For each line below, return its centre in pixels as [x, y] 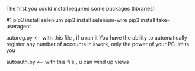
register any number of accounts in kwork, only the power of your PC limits [98, 44]
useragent [19, 26]
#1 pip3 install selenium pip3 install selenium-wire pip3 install [81, 20]
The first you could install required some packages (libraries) [81, 9]
